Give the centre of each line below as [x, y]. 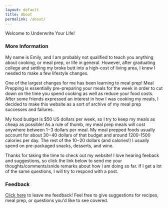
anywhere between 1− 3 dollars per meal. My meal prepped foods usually [80, 129]
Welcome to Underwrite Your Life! [40, 33]
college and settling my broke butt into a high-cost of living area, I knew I [80, 67]
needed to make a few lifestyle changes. [47, 73]
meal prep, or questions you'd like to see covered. [57, 200]
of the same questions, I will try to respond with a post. [62, 171]
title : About [19, 14]
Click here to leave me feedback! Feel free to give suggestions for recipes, [82, 195]
